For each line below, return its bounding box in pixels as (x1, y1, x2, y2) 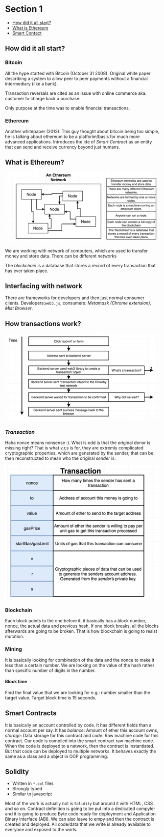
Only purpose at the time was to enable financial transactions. (5, 105, 130, 111)
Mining (5, 646, 22, 653)
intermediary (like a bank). (5, 81, 58, 86)
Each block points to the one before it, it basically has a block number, (5, 618, 147, 624)
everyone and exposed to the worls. (5, 827, 78, 833)
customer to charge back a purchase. (5, 95, 81, 101)
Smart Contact (12, 30, 42, 36)
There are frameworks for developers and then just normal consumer (5, 295, 144, 301)
